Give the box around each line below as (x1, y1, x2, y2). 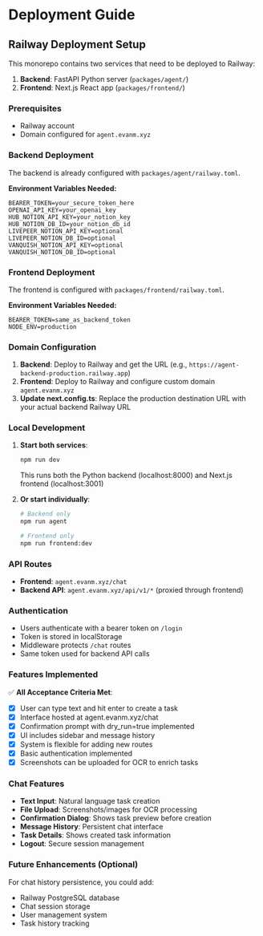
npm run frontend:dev (19, 539, 92, 547)
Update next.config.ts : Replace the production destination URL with (19, 394, 246, 403)
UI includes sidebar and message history (19, 730, 156, 739)
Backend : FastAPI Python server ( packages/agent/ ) (19, 75, 189, 83)
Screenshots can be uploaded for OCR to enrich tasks (19, 758, 199, 768)
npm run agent (19, 517, 67, 526)
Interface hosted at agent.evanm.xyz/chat (19, 712, 159, 722)
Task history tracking (19, 918, 90, 928)
